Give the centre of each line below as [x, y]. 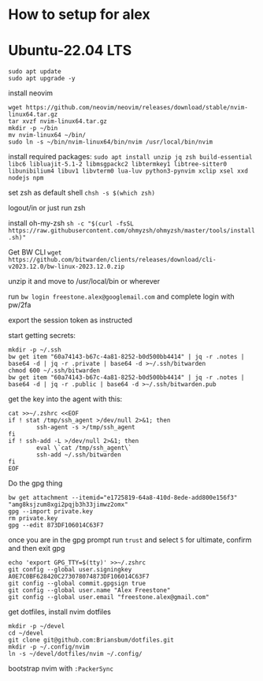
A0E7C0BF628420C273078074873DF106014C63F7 [79, 577]
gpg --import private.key [50, 512]
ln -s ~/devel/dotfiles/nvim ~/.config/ [76, 654]
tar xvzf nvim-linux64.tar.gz [58, 121]
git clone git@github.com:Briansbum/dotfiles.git [91, 640]
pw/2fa [20, 305]
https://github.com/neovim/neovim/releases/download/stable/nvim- [137, 108]
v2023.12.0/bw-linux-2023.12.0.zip [67, 267]
